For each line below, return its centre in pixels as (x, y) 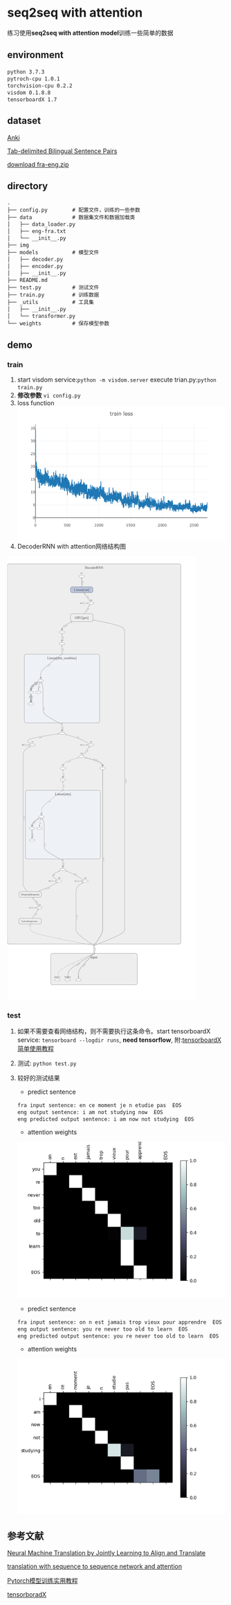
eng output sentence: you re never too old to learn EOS (102, 1329)
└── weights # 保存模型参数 (58, 323)
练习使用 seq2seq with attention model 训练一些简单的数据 (91, 33)
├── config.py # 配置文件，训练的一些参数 (74, 210)
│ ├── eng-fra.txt (37, 231)
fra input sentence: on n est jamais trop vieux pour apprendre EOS (120, 1322)
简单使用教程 (35, 1049)
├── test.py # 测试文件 (53, 288)
